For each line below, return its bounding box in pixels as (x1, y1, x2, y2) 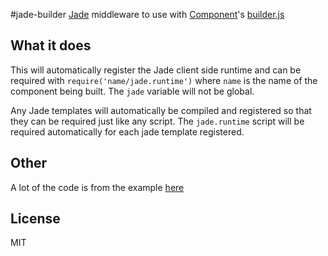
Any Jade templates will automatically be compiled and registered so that (10, 104, 312, 116)
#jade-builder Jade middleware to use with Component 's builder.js (10, 9, 285, 20)
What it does (10, 37, 92, 54)
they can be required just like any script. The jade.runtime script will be (10, 115, 305, 127)
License (10, 210, 61, 228)
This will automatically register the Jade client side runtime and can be (10, 64, 302, 76)
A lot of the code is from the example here (10, 181, 185, 193)
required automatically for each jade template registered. (10, 125, 245, 138)
